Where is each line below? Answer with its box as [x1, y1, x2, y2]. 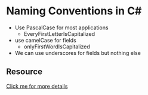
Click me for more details [6, 82, 68, 90]
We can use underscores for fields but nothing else [14, 49, 141, 56]
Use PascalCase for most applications [14, 24, 109, 31]
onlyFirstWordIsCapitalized [23, 43, 91, 50]
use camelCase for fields [14, 36, 76, 44]
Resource [6, 67, 43, 77]
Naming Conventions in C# [6, 4, 142, 18]
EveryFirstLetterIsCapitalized [23, 30, 95, 37]
